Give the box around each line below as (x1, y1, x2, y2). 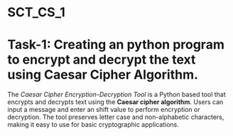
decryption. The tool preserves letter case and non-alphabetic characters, (7, 113, 224, 121)
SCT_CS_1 (7, 4, 65, 21)
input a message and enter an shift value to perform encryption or (7, 106, 200, 114)
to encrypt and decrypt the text (7, 52, 196, 68)
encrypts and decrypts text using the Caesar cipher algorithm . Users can (7, 98, 224, 106)
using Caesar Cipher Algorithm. (7, 67, 199, 83)
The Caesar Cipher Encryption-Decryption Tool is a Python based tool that (7, 90, 226, 99)
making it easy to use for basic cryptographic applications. (7, 120, 179, 129)
